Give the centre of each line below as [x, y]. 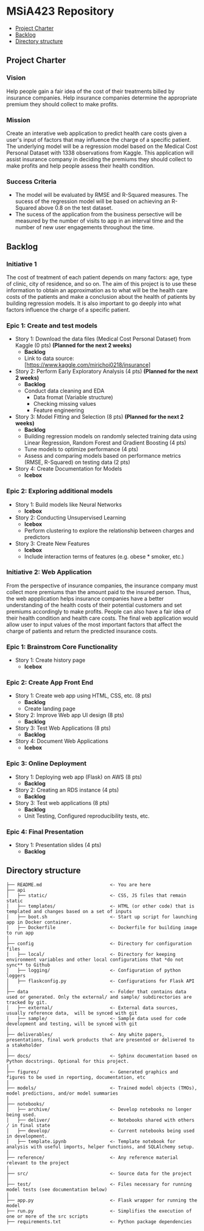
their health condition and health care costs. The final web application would [102, 618]
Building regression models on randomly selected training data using [110, 436]
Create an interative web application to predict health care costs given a [97, 133]
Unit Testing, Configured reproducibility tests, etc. [87, 816]
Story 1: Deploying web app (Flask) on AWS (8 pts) [78, 777]
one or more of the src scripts [47, 1216]
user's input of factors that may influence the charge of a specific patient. [99, 139]
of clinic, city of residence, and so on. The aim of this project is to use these [101, 284]
